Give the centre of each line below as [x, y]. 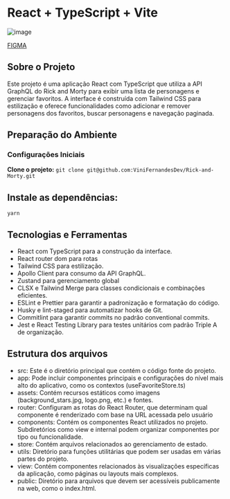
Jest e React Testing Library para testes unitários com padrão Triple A [117, 325]
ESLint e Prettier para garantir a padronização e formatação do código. [118, 303]
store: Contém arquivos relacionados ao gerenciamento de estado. [112, 444]
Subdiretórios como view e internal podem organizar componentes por [118, 429]
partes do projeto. [43, 459]
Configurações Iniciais [46, 155]
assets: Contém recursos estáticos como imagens [89, 392]
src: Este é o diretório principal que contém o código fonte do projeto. [117, 370]
